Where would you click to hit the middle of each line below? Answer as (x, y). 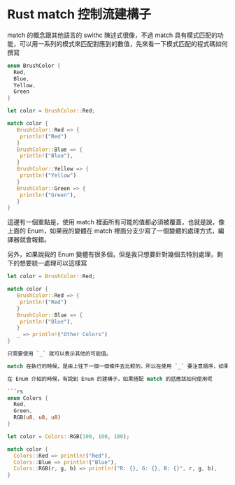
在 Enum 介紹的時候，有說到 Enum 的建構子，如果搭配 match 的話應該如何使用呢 (110, 379)
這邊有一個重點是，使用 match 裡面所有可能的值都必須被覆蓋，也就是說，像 (116, 222)
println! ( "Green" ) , (48, 195)
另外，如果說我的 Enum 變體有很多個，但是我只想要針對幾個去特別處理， (112, 254)
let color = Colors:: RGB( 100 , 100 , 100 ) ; (69, 436)
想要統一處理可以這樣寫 (53, 263)
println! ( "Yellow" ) (48, 175)
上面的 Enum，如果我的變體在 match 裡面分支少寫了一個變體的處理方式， (113, 231)
